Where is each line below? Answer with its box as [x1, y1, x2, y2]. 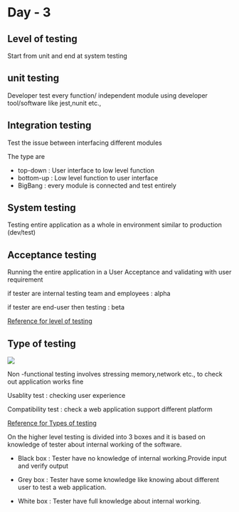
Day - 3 [7, 4, 51, 21]
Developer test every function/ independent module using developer [7, 91, 208, 100]
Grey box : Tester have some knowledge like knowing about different [17, 476, 219, 484]
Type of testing [7, 337, 76, 349]
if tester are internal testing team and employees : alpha [7, 290, 171, 298]
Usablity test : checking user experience [7, 391, 126, 400]
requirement [7, 275, 43, 284]
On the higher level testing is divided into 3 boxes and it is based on [7, 433, 206, 441]
